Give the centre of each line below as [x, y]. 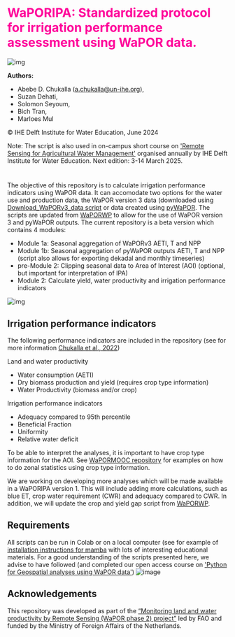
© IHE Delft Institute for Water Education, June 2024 [83, 132]
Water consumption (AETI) [56, 375]
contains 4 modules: [37, 230]
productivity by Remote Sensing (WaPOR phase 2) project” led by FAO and [115, 618]
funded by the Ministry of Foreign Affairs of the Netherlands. [94, 625]
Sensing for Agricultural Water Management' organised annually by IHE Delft [117, 153]
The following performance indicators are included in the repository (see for [116, 340]
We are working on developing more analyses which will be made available [115, 481]
